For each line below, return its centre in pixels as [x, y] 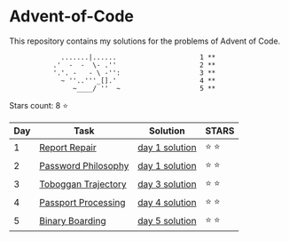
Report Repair [68, 148]
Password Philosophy [84, 166]
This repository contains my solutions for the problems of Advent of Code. [145, 41]
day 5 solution [167, 221]
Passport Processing [82, 203]
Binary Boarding [73, 221]
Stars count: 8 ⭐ [39, 105]
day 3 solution [167, 184]
